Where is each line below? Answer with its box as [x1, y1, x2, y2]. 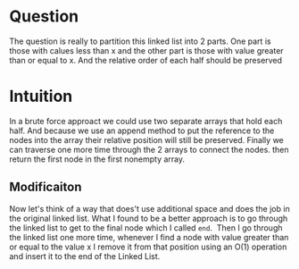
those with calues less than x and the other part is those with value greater [9, 45, 284, 55]
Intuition [9, 87, 73, 106]
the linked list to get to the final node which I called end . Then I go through [9, 222, 283, 233]
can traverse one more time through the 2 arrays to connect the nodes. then [9, 144, 289, 155]
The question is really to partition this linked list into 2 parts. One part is [9, 36, 271, 46]
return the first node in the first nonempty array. [9, 154, 186, 164]
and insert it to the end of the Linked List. [9, 250, 161, 261]
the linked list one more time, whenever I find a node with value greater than [9, 231, 289, 242]
